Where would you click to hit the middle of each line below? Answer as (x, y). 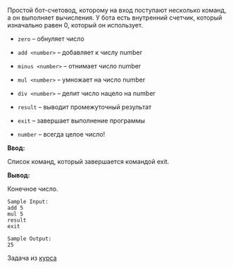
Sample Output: (30, 239)
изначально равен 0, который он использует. (75, 25)
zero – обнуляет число (51, 39)
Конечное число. (33, 189)
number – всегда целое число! (61, 134)
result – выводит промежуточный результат (84, 107)
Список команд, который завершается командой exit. (88, 162)
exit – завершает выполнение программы (81, 120)
